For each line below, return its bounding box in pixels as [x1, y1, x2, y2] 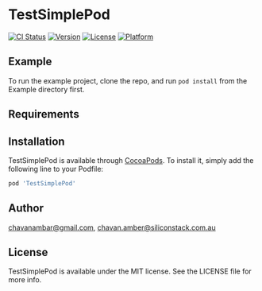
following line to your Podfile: [8, 164, 104, 173]
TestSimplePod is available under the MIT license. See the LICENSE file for [8, 266, 252, 276]
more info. [8, 275, 42, 285]
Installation [8, 134, 65, 148]
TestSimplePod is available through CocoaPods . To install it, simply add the [8, 155, 254, 165]
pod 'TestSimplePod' [8, 179, 77, 188]
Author [8, 201, 44, 215]
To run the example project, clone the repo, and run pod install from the [8, 76, 248, 85]
